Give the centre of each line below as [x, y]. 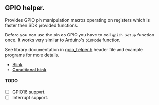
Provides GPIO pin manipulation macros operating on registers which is [78, 20]
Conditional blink [29, 70]
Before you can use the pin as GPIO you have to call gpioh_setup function [80, 35]
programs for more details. [32, 55]
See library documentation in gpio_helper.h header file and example [74, 49]
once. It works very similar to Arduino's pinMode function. [63, 40]
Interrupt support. [30, 98]
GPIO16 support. [29, 92]
